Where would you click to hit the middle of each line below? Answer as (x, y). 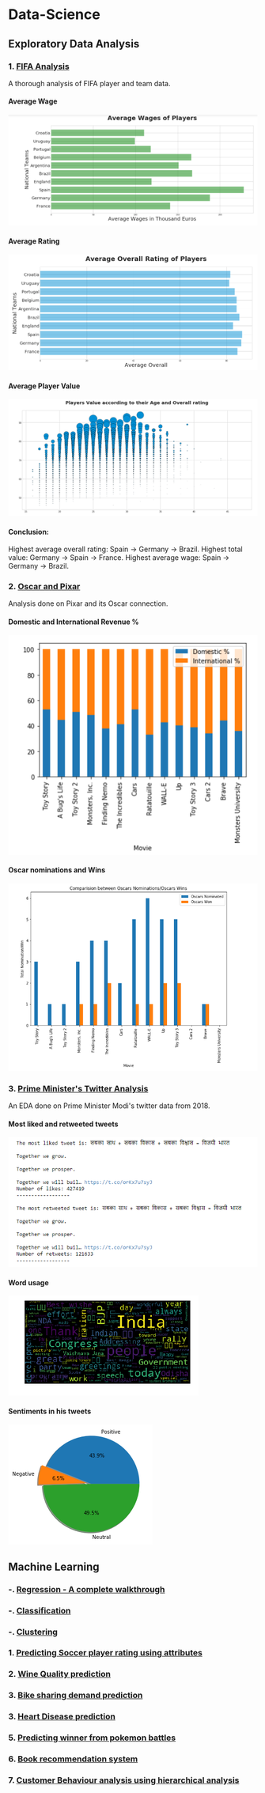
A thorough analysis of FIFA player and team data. (89, 83)
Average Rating (34, 241)
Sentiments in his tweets (50, 1411)
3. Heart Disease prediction (62, 1716)
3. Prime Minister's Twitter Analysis (78, 1088)
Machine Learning (54, 1566)
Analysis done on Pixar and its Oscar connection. (88, 603)
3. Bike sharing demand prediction (76, 1696)
